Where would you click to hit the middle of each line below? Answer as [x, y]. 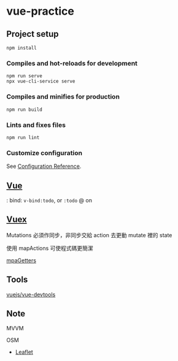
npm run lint [23, 137]
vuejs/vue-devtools [31, 294]
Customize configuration [44, 153]
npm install [21, 48]
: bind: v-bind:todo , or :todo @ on [49, 200]
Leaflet [24, 352]
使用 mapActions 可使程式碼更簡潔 [50, 248]
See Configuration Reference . [44, 166]
